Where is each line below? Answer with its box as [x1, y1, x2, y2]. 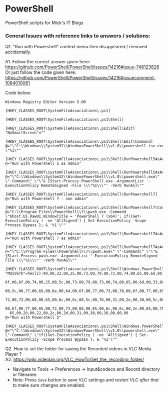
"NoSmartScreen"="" [5, 130, 46, 136]
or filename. [12, 371, 37, 377]
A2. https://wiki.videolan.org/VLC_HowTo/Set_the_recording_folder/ [5, 356, 144, 362]
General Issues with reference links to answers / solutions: [5, 32, 151, 39]
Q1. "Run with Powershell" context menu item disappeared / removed [5, 44, 147, 50]
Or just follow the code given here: [5, 69, 76, 75]
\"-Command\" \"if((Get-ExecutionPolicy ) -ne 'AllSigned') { [5, 333, 137, 338]
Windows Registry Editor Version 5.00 [5, 100, 86, 105]
